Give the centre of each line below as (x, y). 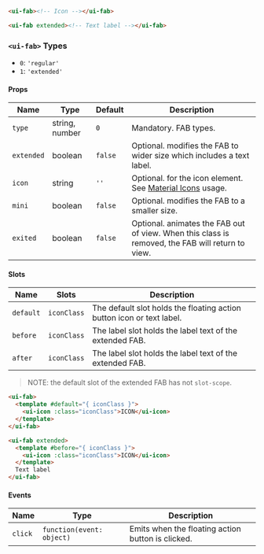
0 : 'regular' (39, 63)
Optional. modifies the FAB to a (189, 201)
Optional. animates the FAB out (188, 223)
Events (20, 495)
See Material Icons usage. (180, 188)
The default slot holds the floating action (166, 308)
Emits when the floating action (185, 529)
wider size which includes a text (191, 156)
